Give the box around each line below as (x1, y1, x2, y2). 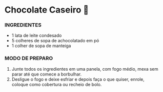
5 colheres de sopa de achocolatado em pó (11, 38, 100, 44)
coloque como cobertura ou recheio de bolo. (11, 81, 102, 87)
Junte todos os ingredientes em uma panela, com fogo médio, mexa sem (11, 66, 159, 72)
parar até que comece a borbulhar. (11, 71, 82, 77)
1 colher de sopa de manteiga (11, 43, 71, 49)
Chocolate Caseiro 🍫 (4, 4, 89, 15)
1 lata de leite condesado (11, 32, 62, 38)
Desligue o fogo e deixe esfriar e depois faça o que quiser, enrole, (11, 76, 145, 82)
